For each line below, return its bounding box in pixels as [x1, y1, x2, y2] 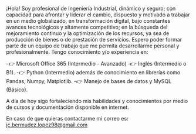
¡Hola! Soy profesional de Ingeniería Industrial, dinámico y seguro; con [6, 5, 176, 12]
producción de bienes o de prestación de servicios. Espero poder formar [6, 36, 183, 43]
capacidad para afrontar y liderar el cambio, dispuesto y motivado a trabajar [6, 11, 190, 18]
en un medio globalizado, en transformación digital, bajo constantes [6, 18, 171, 24]
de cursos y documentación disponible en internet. [6, 104, 129, 111]
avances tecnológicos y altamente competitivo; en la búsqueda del [6, 23, 168, 30]
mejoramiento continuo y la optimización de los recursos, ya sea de [6, 30, 170, 37]
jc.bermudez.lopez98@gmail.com [6, 121, 88, 128]
